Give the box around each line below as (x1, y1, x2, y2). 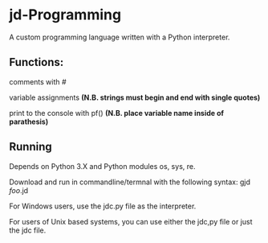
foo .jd (9, 185, 29, 195)
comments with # (9, 76, 67, 86)
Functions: (9, 56, 64, 69)
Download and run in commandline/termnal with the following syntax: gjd (9, 177, 251, 187)
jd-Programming (9, 6, 122, 24)
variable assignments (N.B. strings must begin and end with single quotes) (9, 93, 261, 102)
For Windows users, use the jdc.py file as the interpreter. (9, 201, 197, 211)
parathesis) (9, 117, 49, 126)
